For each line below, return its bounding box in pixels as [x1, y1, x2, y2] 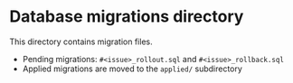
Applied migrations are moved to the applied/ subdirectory [22, 63, 242, 74]
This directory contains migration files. [9, 36, 153, 47]
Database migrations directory [9, 6, 244, 27]
